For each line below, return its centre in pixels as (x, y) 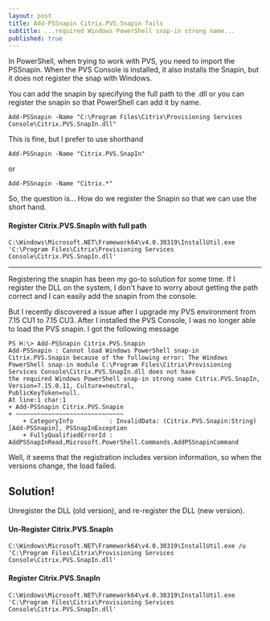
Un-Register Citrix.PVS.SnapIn (61, 529)
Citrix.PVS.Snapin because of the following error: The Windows (118, 358)
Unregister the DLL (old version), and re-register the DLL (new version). (127, 511)
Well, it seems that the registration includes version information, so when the (135, 457)
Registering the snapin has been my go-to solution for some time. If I (122, 279)
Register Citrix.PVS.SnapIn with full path (78, 226)
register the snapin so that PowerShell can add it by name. (105, 102)
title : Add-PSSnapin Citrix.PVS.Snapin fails (86, 23)
